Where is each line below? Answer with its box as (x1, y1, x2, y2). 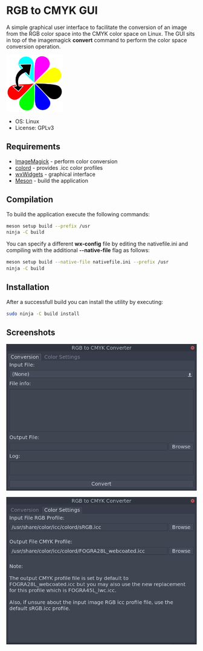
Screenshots (6, 328, 56, 338)
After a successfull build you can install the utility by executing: (6, 298, 163, 305)
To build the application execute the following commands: (6, 210, 150, 218)
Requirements (6, 141, 60, 152)
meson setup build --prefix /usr (6, 223, 91, 229)
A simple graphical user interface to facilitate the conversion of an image (6, 24, 187, 31)
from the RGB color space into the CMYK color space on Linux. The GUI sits (6, 30, 195, 37)
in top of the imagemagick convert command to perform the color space (6, 36, 187, 44)
